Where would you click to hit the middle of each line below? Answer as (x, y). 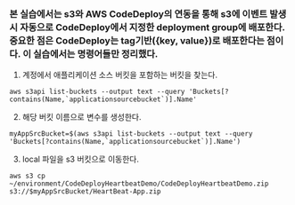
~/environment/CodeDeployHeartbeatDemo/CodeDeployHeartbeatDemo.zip (139, 184)
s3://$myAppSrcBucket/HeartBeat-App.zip (86, 192)
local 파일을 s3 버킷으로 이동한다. (81, 159)
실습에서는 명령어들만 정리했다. (95, 53)
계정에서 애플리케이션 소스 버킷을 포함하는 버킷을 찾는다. (120, 75)
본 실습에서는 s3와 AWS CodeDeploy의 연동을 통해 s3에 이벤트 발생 (148, 13)
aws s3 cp (28, 176)
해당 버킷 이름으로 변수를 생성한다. (82, 117)
